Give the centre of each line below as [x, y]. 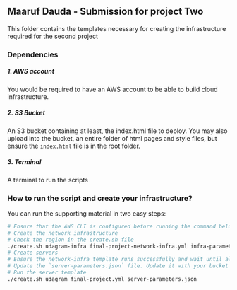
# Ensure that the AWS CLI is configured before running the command [112, 226]
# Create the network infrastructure [63, 233]
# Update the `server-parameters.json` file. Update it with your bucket [118, 266]
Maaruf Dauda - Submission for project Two [105, 12]
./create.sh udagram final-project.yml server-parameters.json [102, 279]
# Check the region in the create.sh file [71, 240]
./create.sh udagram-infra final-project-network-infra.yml [98, 246]
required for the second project [53, 36]
